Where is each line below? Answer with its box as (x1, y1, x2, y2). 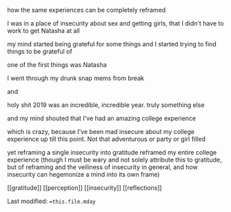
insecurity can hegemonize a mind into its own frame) (7, 171, 160, 178)
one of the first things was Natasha (7, 61, 107, 68)
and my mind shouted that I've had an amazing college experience (7, 114, 197, 122)
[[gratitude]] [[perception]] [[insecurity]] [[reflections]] (7, 184, 162, 192)
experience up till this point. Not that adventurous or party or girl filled (7, 135, 205, 143)
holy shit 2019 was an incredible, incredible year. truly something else (7, 101, 205, 109)
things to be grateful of (7, 48, 72, 55)
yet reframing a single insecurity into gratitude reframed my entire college (7, 148, 217, 156)
